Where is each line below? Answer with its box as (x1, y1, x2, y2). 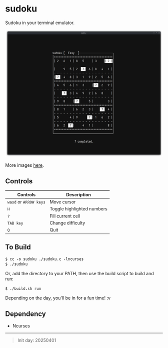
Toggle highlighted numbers (49, 206, 107, 212)
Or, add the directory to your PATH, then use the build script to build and (5, 271, 154, 277)
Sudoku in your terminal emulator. (5, 20, 75, 26)
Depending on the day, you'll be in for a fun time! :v (5, 295, 111, 301)
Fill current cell (49, 213, 80, 219)
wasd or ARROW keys (7, 199, 46, 205)
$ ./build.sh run (5, 286, 41, 291)
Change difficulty (49, 219, 85, 226)
